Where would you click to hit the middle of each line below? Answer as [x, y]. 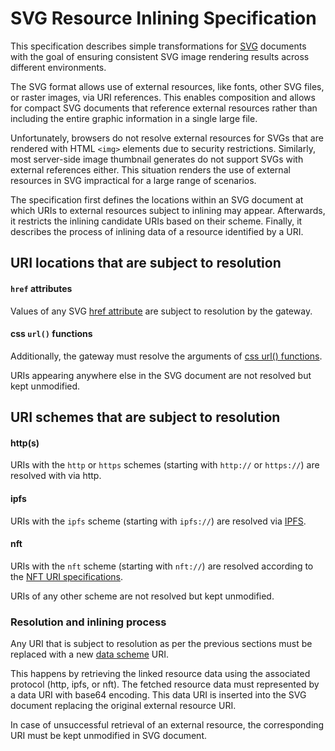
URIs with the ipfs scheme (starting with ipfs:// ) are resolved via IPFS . [158, 521]
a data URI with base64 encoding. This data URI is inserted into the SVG [158, 695]
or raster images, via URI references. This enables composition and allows [163, 97]
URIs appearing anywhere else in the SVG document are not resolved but [161, 375]
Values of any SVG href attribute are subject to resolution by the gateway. [161, 311]
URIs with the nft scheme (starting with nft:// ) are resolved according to [162, 566]
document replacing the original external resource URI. [123, 706]
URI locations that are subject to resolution [146, 263]
